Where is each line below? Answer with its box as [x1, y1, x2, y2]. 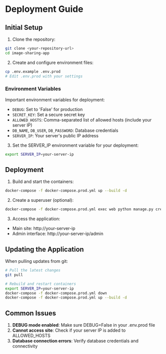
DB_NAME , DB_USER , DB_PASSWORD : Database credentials [12, 127, 119, 133]
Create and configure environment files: [12, 59, 94, 65]
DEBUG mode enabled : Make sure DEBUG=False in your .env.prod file [12, 322, 156, 328]
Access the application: [12, 216, 60, 222]
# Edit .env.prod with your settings [5, 73, 83, 79]
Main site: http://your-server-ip [12, 226, 76, 232]
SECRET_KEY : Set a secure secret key [12, 112, 85, 118]
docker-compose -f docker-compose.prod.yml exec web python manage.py [5, 207, 154, 212]
